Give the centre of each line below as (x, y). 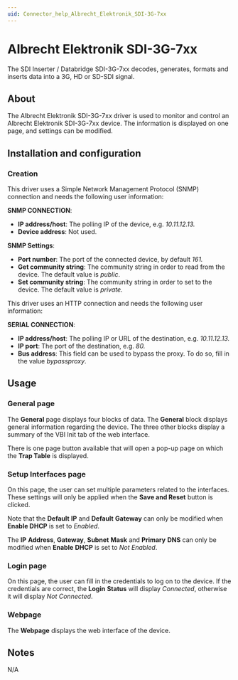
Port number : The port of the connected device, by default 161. (110, 260)
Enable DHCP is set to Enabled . (54, 526)
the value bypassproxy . (52, 361)
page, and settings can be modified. (60, 131)
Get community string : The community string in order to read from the (121, 267)
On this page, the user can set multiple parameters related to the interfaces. (118, 490)
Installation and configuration (74, 153)
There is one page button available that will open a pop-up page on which (115, 448)
